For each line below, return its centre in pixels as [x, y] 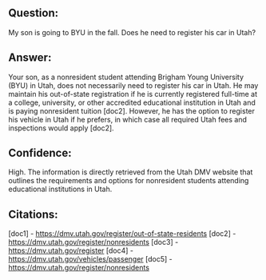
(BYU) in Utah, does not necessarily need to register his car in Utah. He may [133, 85]
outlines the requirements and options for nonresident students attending [129, 181]
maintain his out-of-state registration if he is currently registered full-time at [133, 94]
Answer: [30, 58]
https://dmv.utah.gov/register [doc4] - [71, 250]
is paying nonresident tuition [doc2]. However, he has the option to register [132, 110]
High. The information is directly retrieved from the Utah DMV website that [131, 172]
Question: [34, 13]
